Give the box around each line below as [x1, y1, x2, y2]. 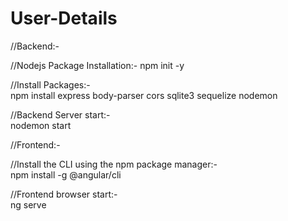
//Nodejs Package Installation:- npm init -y [10, 59, 185, 71]
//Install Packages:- [10, 78, 91, 91]
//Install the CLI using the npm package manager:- [10, 158, 218, 170]
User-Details [10, 7, 118, 30]
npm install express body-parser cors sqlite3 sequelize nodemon [10, 89, 278, 101]
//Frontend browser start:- [10, 188, 118, 200]
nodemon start [10, 119, 72, 131]
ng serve [10, 198, 47, 211]
